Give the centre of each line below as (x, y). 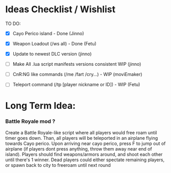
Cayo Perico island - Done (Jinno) (48, 33)
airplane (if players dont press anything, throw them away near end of (79, 149)
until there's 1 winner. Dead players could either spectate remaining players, (85, 160)
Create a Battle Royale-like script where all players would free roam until (81, 132)
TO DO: (13, 23)
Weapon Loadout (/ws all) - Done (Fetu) (55, 44)
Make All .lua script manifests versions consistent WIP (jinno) (77, 64)
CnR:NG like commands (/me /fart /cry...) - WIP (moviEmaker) (77, 75)
